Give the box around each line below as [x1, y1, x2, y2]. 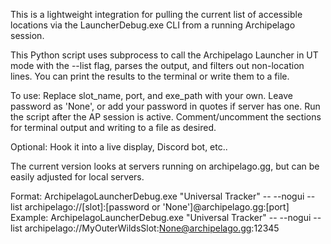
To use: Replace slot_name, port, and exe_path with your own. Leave [10, 90, 293, 101]
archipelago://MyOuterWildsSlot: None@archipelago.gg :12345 [24, 222, 280, 234]
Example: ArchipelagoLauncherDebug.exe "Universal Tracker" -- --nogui [10, 212, 312, 223]
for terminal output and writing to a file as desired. [10, 122, 217, 133]
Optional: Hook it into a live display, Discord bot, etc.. [10, 141, 228, 153]
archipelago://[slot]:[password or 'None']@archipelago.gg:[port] [24, 201, 290, 213]
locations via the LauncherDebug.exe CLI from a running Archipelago [10, 19, 296, 31]
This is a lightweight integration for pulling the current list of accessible [10, 9, 303, 20]
